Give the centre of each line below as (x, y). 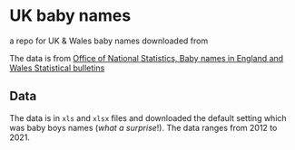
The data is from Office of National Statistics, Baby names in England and (147, 58)
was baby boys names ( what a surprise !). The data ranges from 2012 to (143, 127)
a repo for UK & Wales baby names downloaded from (109, 41)
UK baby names (70, 16)
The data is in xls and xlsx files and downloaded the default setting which (148, 117)
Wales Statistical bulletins (57, 68)
